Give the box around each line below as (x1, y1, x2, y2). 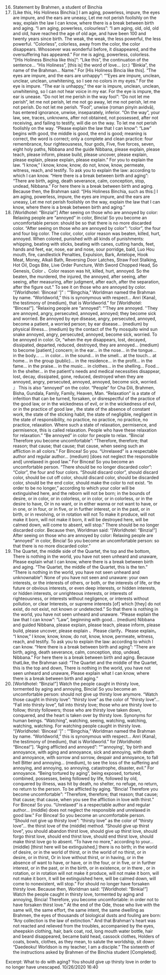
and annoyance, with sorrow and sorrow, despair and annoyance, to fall (12, 755, 158, 760)
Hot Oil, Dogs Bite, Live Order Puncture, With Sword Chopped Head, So (12, 262, 158, 268)
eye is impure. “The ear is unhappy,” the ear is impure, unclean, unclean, (12, 83, 161, 89)
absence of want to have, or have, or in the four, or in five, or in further (12, 860, 156, 866)
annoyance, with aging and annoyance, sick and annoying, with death (12, 749, 155, 755)
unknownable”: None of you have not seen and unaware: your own (12, 575, 148, 580)
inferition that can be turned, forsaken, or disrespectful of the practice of (12, 396, 161, 401)
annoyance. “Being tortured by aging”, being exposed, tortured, (12, 770, 142, 776)
